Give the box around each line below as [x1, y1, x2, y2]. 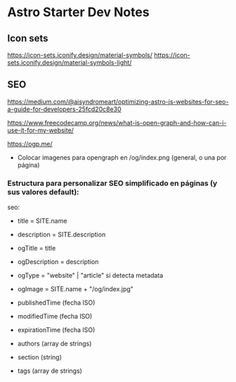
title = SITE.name [17, 217, 67, 225]
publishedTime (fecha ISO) [17, 298, 96, 307]
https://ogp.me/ [7, 139, 53, 148]
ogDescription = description [17, 257, 99, 266]
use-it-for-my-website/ [7, 126, 74, 134]
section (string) [17, 353, 62, 362]
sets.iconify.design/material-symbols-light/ [7, 58, 132, 67]
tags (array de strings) [17, 367, 83, 375]
